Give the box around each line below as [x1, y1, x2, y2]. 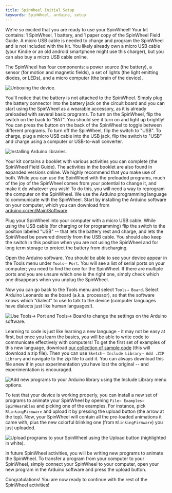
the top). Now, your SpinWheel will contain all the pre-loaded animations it [5, 413, 162, 419]
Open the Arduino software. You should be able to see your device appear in [5, 254, 167, 261]
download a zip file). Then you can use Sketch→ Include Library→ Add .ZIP [5, 350, 165, 356]
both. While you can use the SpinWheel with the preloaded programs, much [5, 174, 165, 180]
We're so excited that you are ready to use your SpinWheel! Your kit [5, 26, 148, 32]
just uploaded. [5, 425, 36, 431]
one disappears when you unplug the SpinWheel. [5, 276, 109, 283]
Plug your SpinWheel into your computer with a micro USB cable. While [5, 217, 156, 224]
